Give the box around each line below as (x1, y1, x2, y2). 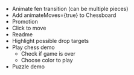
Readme (11, 31, 33, 38)
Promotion (11, 18, 38, 25)
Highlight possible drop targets (11, 37, 89, 44)
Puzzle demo (11, 63, 45, 70)
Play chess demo (11, 44, 56, 51)
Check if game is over (21, 50, 76, 57)
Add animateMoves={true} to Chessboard (11, 11, 116, 19)
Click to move (11, 24, 46, 31)
